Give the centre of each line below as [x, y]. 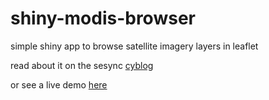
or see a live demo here [59, 84]
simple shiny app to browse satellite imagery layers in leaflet [134, 46]
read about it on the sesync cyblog [82, 65]
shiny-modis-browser [103, 18]
